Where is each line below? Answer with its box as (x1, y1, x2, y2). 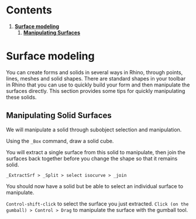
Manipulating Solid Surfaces (6, 110, 112, 120)
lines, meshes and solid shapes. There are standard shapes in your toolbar (6, 75, 186, 82)
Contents (6, 4, 53, 17)
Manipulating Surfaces (23, 29, 81, 36)
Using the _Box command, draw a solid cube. (6, 137, 114, 144)
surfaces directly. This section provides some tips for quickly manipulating (6, 87, 185, 94)
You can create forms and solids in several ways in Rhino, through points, (6, 68, 183, 76)
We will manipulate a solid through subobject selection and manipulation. (6, 126, 182, 133)
